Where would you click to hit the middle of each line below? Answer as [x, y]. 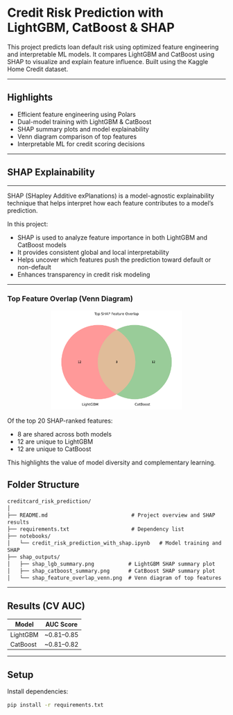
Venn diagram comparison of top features [77, 136]
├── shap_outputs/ [34, 557]
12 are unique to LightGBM [55, 442]
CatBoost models [42, 244]
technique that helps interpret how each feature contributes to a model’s [110, 203]
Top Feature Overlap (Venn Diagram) [70, 299]
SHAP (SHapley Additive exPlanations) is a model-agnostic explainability [111, 196]
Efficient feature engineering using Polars [77, 114]
